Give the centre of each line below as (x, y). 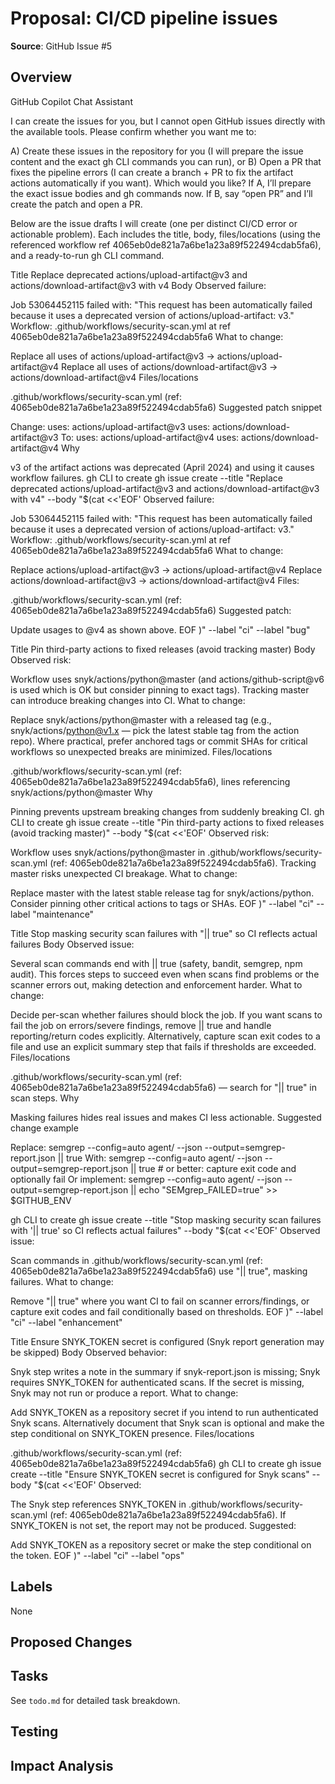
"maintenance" (63, 914)
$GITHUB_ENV (41, 1200)
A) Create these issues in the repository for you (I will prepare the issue (157, 151)
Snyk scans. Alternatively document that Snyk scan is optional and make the (167, 1423)
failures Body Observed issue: (72, 944)
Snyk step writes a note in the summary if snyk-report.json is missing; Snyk (165, 1371)
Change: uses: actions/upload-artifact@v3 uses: (110, 426)
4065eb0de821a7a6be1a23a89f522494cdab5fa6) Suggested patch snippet (166, 407)
